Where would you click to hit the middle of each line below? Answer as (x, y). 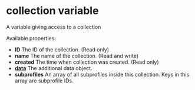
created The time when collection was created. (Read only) (87, 62)
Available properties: (31, 38)
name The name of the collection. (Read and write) (77, 56)
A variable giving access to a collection (54, 27)
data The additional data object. (53, 68)
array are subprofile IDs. (44, 81)
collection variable (52, 11)
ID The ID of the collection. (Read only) (62, 49)
